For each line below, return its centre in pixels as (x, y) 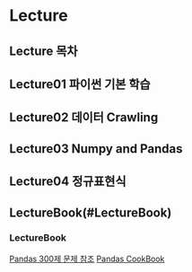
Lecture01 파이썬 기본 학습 (80, 84)
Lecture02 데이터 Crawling (84, 118)
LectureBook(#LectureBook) (91, 212)
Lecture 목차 (44, 51)
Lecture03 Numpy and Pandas (96, 149)
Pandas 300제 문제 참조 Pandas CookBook (87, 259)
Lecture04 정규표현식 (68, 182)
